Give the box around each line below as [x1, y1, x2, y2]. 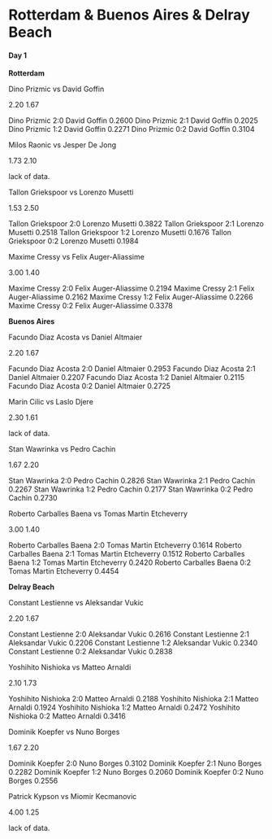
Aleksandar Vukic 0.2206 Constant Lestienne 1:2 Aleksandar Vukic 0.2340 [8, 638, 258, 648]
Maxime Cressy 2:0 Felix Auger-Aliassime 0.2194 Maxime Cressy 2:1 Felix [8, 283, 255, 294]
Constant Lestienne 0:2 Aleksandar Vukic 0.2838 [8, 647, 173, 657]
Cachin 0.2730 [8, 493, 58, 503]
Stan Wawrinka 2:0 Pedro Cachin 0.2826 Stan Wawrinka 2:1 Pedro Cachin [8, 476, 256, 486]
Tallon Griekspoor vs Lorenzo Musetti [8, 187, 134, 197]
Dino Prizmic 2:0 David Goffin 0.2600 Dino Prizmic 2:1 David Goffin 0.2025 [8, 116, 258, 125]
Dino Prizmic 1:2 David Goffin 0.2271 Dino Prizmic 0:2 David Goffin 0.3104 [8, 125, 255, 134]
